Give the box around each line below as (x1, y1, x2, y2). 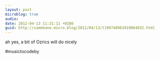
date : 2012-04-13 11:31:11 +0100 (5, 21, 74, 26)
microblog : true (5, 12, 38, 17)
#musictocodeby (5, 49, 39, 55)
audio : (5, 16, 19, 21)
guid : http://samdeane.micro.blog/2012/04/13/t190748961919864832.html (5, 26, 155, 30)
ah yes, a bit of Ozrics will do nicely (5, 39, 77, 45)
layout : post (5, 7, 32, 12)
